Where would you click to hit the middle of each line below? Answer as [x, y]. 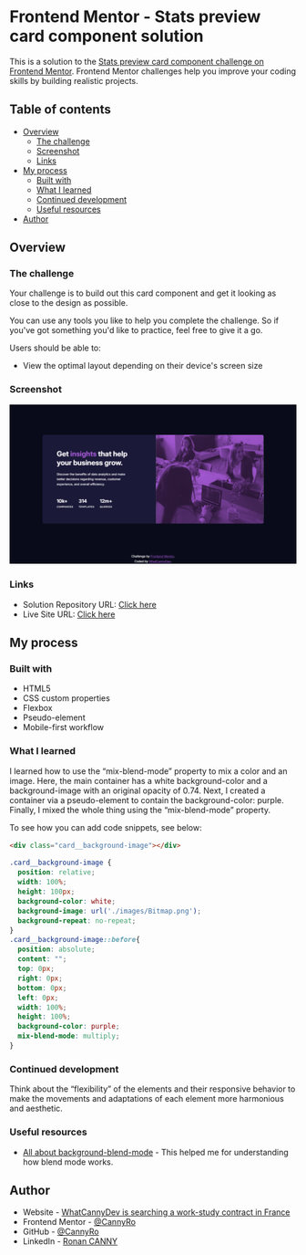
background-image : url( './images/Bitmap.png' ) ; [110, 911]
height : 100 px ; [46, 892]
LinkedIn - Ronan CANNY [70, 1241]
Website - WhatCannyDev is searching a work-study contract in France [156, 1212]
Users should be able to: [56, 348]
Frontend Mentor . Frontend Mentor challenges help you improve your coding [153, 71]
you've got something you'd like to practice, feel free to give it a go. [136, 330]
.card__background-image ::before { [75, 940]
